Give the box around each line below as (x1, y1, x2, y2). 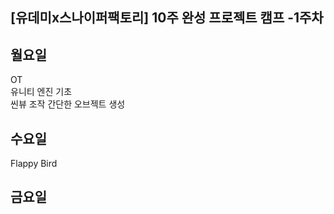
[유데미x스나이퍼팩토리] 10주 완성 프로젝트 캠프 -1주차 (10, 9, 324, 27)
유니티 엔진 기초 (10, 86, 73, 98)
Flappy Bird (10, 158, 58, 170)
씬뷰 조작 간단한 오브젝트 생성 (10, 98, 126, 110)
